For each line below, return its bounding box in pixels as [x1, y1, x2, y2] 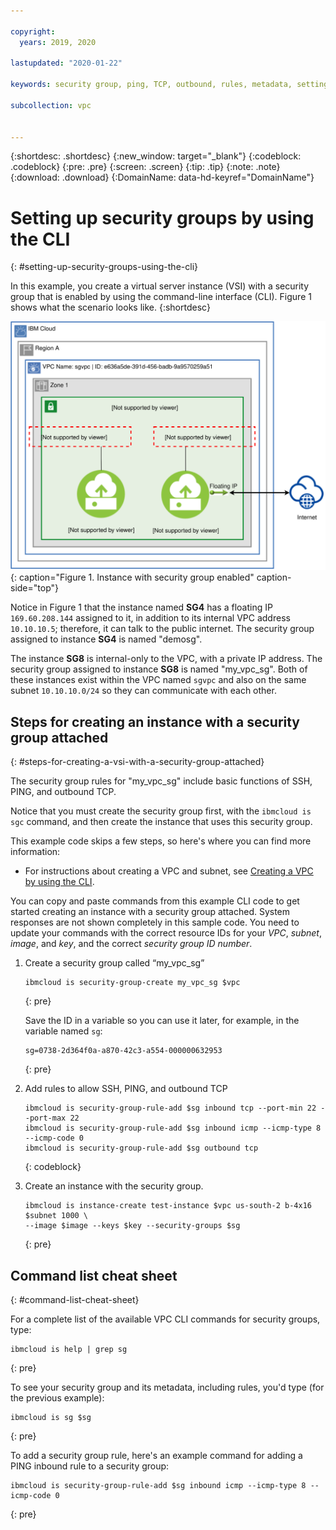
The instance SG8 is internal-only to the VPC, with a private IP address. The [10, 653, 323, 665]
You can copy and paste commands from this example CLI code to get [10, 895, 300, 907]
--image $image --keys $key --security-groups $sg [24, 1221, 241, 1231]
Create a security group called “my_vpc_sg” [24, 957, 205, 969]
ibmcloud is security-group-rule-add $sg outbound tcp [24, 1143, 259, 1154]
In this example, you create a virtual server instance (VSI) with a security [10, 280, 310, 292]
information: [10, 846, 61, 858]
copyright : [10, 26, 56, 37]
